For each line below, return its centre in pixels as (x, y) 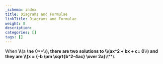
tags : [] (14, 37)
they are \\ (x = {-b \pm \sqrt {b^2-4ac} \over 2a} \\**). (60, 56)
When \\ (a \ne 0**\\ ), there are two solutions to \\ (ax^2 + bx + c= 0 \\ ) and (81, 51)
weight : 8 (15, 23)
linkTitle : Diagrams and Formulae (41, 19)
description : (19, 28)
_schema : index (21, 10)
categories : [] (21, 32)
